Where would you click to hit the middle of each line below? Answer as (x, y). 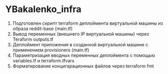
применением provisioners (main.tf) (51, 50)
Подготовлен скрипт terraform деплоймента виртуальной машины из (88, 23)
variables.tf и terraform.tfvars (43, 60)
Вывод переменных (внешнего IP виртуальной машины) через (81, 34)
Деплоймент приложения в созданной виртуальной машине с (80, 44)
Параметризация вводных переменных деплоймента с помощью (84, 55)
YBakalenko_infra (43, 9)
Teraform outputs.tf (33, 39)
